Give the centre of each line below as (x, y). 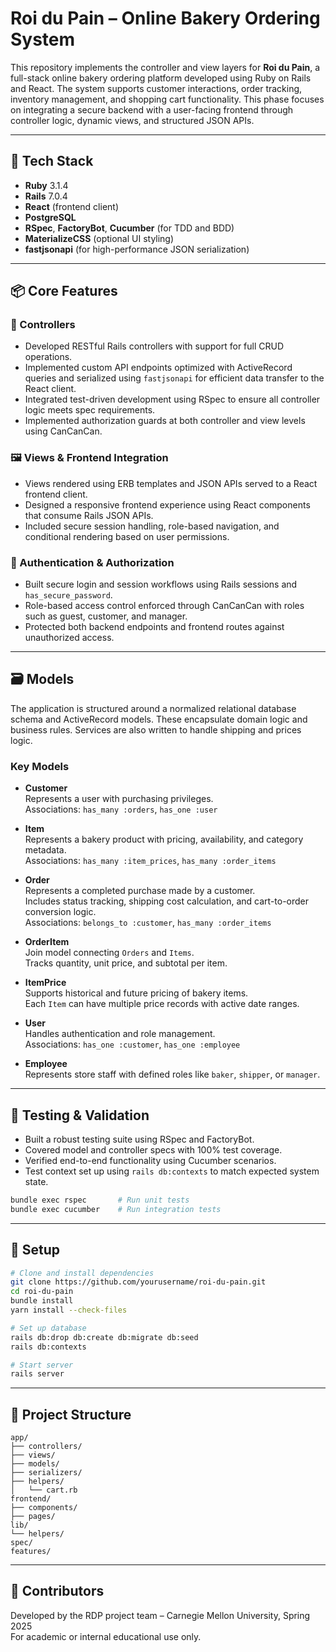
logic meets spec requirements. (90, 410)
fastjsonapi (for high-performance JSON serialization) (137, 249)
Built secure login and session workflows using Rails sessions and (161, 584)
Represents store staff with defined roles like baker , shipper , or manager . (172, 1074)
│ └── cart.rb (44, 1490)
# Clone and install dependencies (82, 1273)
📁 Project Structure (71, 1414)
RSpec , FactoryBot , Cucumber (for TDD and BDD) (129, 228)
